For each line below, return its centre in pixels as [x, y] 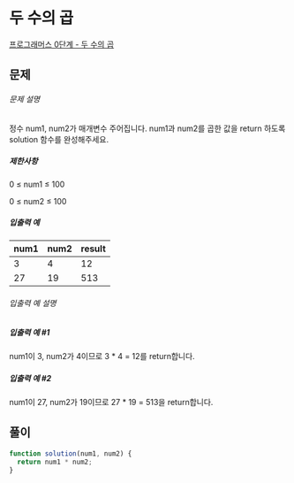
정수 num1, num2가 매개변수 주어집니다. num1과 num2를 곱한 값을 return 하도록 [147, 128]
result [93, 249]
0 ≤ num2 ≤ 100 [38, 201]
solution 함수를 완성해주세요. [59, 139]
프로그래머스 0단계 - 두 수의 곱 [62, 44]
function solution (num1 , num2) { [71, 453]
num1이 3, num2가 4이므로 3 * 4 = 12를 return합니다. [102, 356]
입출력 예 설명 [33, 303]
